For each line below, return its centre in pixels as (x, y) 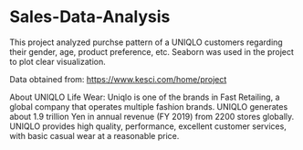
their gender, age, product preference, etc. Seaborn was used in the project (152, 51)
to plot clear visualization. (58, 61)
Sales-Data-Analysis (90, 17)
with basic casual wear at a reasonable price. (94, 135)
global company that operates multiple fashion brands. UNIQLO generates (149, 106)
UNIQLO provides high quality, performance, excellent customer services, (148, 126)
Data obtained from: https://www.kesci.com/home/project (118, 79)
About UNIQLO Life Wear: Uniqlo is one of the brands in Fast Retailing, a (145, 97)
